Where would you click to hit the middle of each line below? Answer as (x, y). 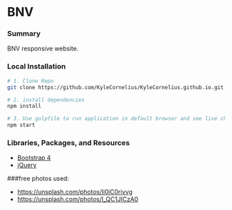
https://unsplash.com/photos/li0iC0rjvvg (75, 192)
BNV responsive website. (43, 48)
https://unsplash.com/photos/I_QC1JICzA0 (78, 199)
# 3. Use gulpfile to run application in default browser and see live (112, 119)
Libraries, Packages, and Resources (68, 142)
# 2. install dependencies (46, 100)
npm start (21, 125)
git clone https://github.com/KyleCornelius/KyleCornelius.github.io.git (116, 87)
